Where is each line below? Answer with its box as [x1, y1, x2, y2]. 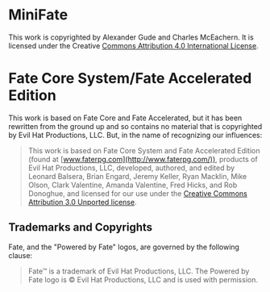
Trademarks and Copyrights [8, 220, 153, 235]
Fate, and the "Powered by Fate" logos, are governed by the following [8, 242, 240, 252]
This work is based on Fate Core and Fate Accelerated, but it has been [8, 113, 243, 123]
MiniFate [8, 6, 69, 24]
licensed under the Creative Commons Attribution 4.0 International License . [8, 40, 260, 50]
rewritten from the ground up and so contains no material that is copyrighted [8, 121, 263, 131]
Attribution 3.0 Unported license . [27, 197, 137, 206]
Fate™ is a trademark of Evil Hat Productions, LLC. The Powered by [27, 266, 250, 276]
